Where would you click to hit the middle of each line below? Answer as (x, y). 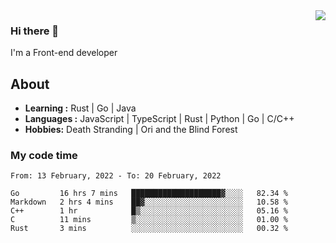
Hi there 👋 (35, 31)
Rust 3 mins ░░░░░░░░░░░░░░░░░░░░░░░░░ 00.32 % (149, 229)
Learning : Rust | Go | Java (80, 108)
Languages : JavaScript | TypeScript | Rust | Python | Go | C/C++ (159, 119)
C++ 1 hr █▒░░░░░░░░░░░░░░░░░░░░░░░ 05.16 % (149, 211)
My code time (44, 156)
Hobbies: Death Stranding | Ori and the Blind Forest (131, 130)
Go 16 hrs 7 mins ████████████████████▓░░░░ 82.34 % (149, 194)
